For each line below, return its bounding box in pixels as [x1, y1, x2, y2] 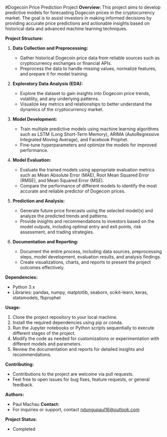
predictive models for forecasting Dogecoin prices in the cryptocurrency [5, 10, 155, 16]
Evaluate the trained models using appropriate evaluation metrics [20, 167, 154, 172]
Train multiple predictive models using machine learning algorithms [20, 126, 159, 132]
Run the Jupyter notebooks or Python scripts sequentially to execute [12, 325, 154, 331]
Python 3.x [12, 284, 35, 290]
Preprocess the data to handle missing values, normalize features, [20, 65, 157, 71]
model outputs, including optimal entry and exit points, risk [20, 224, 141, 229]
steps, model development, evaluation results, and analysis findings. [20, 254, 161, 259]
